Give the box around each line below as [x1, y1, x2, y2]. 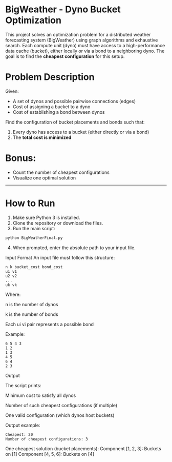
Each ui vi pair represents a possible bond [5, 321, 94, 327]
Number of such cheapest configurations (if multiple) [5, 402, 118, 408]
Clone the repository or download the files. [12, 219, 103, 226]
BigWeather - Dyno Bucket [5, 4, 121, 15]
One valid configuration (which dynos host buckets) [5, 412, 115, 418]
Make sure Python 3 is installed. [12, 214, 80, 220]
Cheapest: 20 [5, 432, 33, 437]
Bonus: [5, 152, 36, 164]
